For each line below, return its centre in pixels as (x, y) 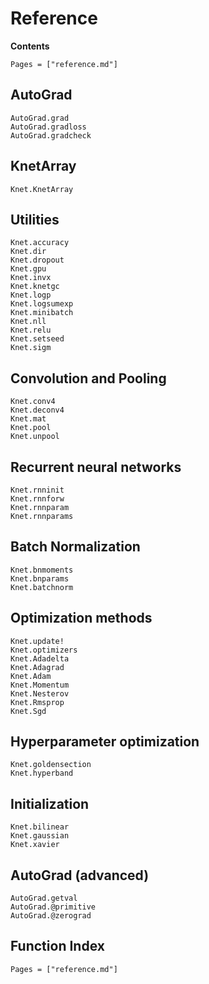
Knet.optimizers (44, 650)
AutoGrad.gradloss (48, 127)
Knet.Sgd (28, 711)
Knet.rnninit (37, 490)
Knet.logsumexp (42, 304)
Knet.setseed (37, 339)
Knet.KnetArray (42, 189)
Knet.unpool (35, 437)
